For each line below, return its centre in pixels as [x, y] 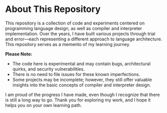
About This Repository [53, 9]
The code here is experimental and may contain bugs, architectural [81, 63]
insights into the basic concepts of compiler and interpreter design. [82, 85]
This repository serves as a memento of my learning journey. [68, 44]
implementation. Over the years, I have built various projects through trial [80, 33]
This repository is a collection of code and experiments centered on [75, 23]
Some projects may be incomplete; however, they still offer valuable [82, 79]
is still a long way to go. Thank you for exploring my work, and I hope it [78, 100]
